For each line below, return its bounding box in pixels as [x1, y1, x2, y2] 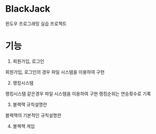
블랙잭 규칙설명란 [12, 101, 47, 108]
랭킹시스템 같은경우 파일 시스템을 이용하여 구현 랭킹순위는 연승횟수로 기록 [5, 90, 151, 97]
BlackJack [5, 3, 50, 15]
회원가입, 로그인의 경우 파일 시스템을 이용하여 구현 [5, 69, 105, 75]
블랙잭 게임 [12, 123, 35, 129]
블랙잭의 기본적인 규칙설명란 [5, 112, 62, 118]
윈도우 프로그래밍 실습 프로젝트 [5, 20, 67, 26]
